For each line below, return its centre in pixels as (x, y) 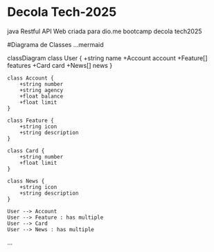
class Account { (30, 78)
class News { (26, 181)
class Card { (26, 151)
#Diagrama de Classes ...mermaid (55, 44)
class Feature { (30, 120)
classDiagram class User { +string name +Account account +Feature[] (107, 58)
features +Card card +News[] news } (60, 65)
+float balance (42, 96)
